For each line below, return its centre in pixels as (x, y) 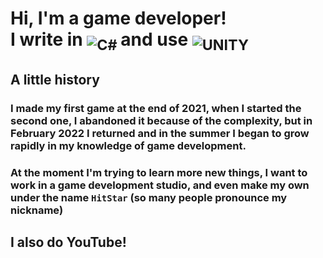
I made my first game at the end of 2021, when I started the (156, 109)
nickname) (37, 210)
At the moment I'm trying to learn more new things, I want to (159, 173)
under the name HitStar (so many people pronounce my (149, 198)
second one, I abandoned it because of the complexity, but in (161, 121)
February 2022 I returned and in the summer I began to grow (160, 134)
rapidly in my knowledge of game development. (128, 146)
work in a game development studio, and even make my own (160, 185)
